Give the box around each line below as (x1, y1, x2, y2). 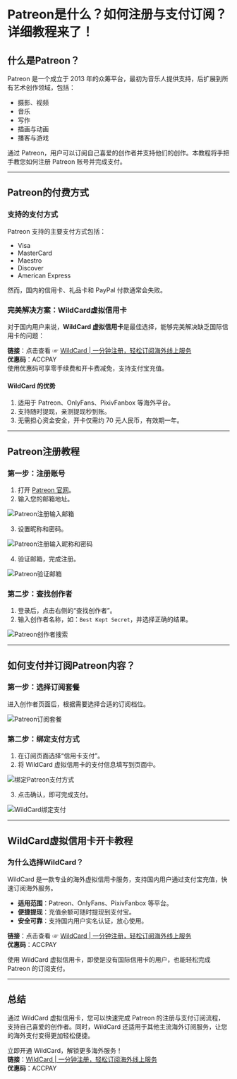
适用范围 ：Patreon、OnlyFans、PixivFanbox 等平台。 (17, 898, 173, 907)
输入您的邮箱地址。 (17, 494, 74, 503)
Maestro (17, 256, 42, 265)
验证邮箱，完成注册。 (17, 554, 80, 563)
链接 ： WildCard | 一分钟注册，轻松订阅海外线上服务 (7, 1055, 157, 1063)
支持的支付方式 (7, 210, 59, 220)
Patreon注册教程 (7, 446, 80, 458)
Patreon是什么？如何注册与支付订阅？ (7, 6, 228, 23)
